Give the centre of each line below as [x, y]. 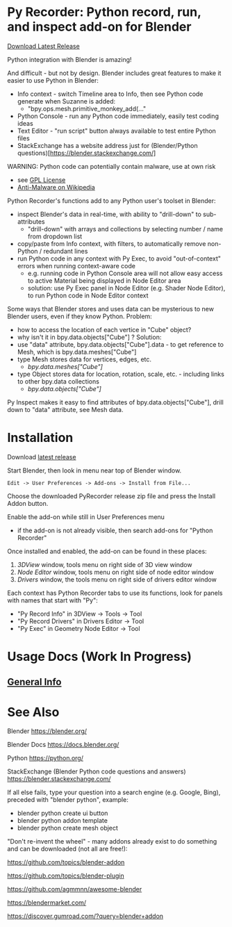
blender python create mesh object [67, 828]
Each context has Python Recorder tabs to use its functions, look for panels [115, 593]
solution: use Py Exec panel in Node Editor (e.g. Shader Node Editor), [126, 288]
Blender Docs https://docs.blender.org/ [63, 745]
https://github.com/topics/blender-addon [66, 862]
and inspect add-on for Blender [99, 27]
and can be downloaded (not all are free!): [67, 849]
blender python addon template [62, 821]
